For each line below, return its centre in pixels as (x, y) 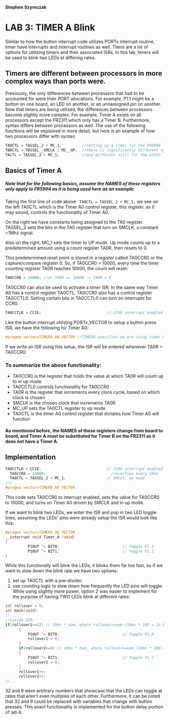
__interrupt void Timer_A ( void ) (40, 537)
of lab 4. (14, 712)
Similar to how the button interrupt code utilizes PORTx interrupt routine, (80, 41)
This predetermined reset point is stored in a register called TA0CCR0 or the (84, 258)
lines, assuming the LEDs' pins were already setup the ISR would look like (81, 518)
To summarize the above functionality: (53, 365)
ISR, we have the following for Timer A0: (47, 328)
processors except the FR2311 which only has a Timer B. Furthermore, (78, 120)
